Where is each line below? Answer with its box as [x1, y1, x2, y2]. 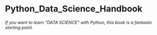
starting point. [5, 24, 33, 30]
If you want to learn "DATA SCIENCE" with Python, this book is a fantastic [5, 19, 153, 25]
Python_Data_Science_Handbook [5, 3, 142, 14]
